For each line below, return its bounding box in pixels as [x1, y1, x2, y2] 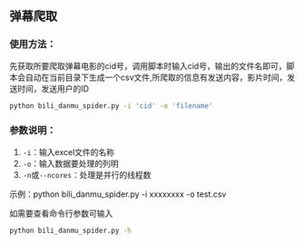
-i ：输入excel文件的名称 [22, 146, 115, 157]
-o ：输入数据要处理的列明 [22, 158, 120, 169]
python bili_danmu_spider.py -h [9, 226, 132, 235]
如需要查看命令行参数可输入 [9, 208, 113, 219]
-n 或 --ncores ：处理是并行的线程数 [22, 169, 152, 180]
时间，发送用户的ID [16, 83, 89, 93]
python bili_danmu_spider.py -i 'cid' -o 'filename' [9, 101, 213, 111]
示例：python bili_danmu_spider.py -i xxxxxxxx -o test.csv [9, 189, 227, 200]
